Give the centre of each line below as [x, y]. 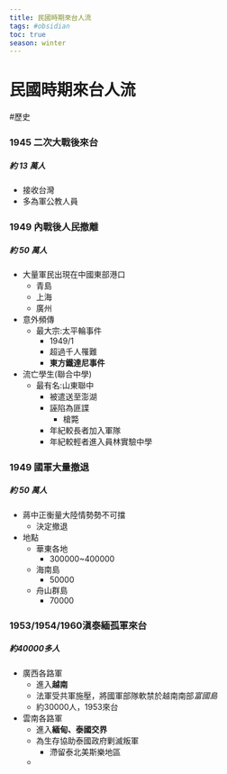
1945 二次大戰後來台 [54, 142]
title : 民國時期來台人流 [50, 18]
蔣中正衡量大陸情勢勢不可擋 [74, 514]
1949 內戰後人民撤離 [54, 227]
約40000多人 [35, 649]
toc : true [28, 34]
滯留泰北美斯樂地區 [85, 751]
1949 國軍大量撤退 [50, 467]
